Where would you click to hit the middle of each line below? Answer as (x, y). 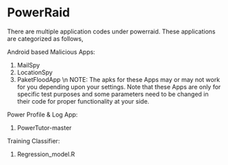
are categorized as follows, (45, 38)
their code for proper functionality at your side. (83, 101)
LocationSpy (35, 72)
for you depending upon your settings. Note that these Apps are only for (119, 87)
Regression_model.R (46, 154)
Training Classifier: (34, 140)
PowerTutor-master (44, 127)
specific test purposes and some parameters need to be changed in (113, 94)
